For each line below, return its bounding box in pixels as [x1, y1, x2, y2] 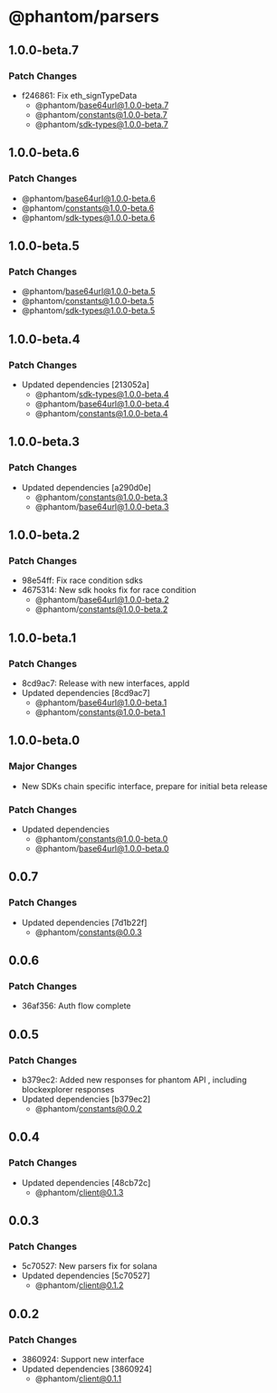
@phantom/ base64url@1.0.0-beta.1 [34, 697, 167, 708]
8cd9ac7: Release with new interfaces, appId [21, 678, 190, 689]
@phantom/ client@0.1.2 [34, 1280, 124, 1291]
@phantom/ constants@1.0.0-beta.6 [21, 202, 155, 214]
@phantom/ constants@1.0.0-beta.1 [34, 707, 166, 717]
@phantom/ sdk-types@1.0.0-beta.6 [21, 212, 156, 223]
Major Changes [8, 760, 78, 773]
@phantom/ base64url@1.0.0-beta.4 [34, 398, 169, 409]
